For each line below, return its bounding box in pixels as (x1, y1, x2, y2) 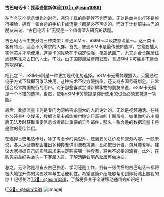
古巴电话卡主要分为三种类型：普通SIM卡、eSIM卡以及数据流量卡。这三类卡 (5, 38, 156, 43)
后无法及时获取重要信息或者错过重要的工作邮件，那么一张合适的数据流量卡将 (5, 119, 159, 125)
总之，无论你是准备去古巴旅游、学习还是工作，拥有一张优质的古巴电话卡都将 (5, 164, 159, 170)
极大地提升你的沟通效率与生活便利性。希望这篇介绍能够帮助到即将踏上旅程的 (5, 171, 159, 176)
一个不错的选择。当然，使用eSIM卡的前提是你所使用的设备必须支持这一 (9, 91, 152, 97)
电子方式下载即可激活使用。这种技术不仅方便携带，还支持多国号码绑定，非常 (5, 79, 159, 84)
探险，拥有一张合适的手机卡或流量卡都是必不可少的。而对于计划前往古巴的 (9, 21, 159, 27)
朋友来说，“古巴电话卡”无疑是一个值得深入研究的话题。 (5, 27, 116, 33)
